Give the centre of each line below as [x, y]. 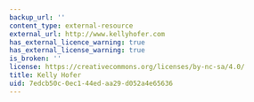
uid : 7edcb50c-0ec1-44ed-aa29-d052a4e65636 [91, 83]
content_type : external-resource [71, 26]
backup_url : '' [37, 17]
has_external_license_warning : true [77, 51]
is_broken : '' [36, 59]
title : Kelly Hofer [45, 75]
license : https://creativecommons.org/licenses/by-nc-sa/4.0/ [127, 67]
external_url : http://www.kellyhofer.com [87, 34]
